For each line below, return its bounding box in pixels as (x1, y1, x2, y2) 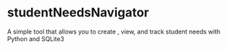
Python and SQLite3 (7, 34, 64, 42)
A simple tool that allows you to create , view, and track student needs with (7, 27, 221, 36)
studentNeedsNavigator (7, 5, 149, 21)
